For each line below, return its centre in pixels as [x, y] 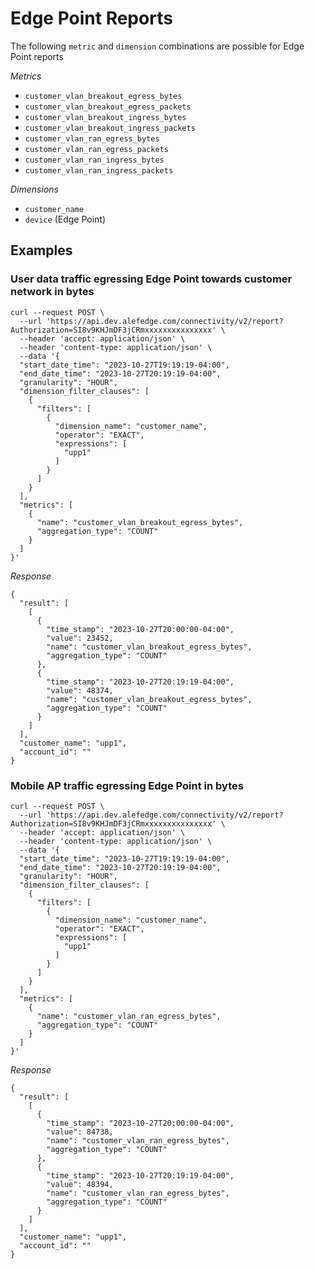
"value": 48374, [80, 690]
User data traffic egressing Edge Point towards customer [151, 279]
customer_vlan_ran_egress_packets [96, 149]
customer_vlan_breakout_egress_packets [108, 107]
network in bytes [52, 292]
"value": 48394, [80, 1184]
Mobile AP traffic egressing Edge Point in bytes [127, 785]
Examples [41, 250]
